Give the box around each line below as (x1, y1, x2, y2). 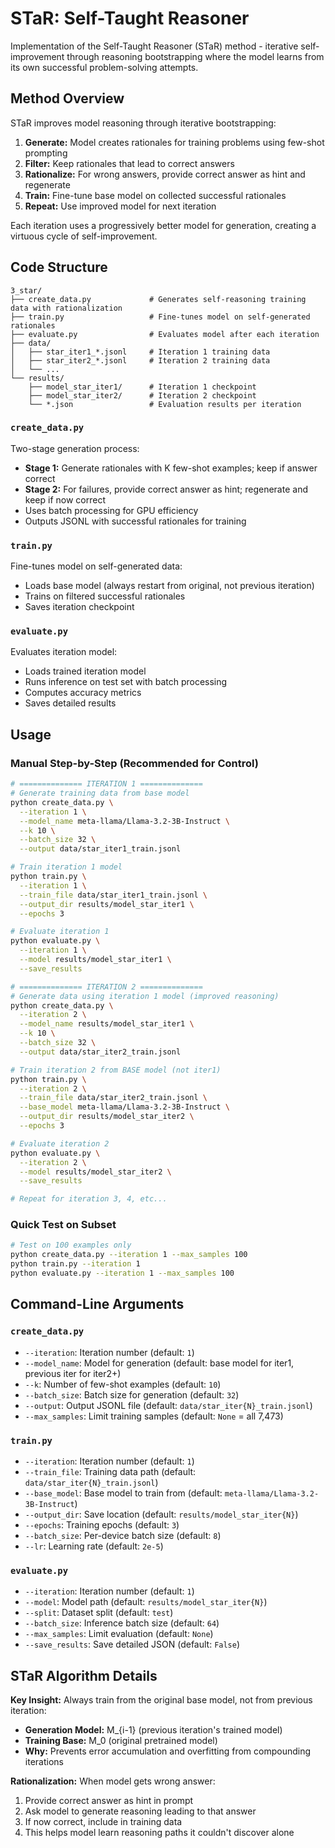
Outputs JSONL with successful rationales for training (24, 515, 247, 527)
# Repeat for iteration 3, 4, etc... (10, 1194, 168, 1204)
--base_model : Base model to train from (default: (24, 1487, 223, 1499)
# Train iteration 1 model (10, 862, 123, 872)
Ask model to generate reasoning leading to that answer (24, 1805, 257, 1817)
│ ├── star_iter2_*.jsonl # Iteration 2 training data (10, 355, 271, 366)
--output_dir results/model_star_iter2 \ (19, 1112, 195, 1122)
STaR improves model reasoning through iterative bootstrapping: (10, 117, 277, 129)
